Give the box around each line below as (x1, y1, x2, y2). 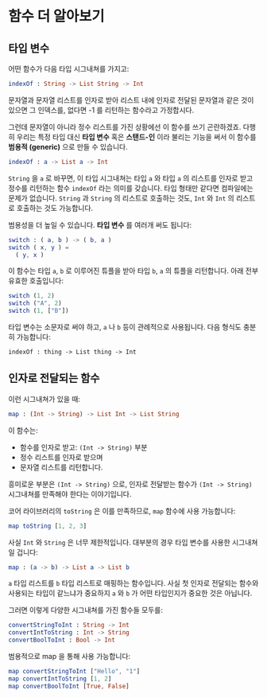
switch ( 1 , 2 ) (8, 292, 56, 300)
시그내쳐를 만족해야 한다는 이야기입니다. (8, 489, 132, 498)
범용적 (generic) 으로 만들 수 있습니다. (8, 142, 129, 151)
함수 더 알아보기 (8, 7, 105, 25)
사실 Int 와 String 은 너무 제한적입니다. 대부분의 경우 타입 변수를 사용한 (8, 537, 230, 547)
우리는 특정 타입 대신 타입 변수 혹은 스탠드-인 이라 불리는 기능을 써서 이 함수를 (16, 132, 257, 142)
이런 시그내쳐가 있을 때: (8, 394, 81, 404)
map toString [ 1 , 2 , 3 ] (8, 522, 87, 530)
